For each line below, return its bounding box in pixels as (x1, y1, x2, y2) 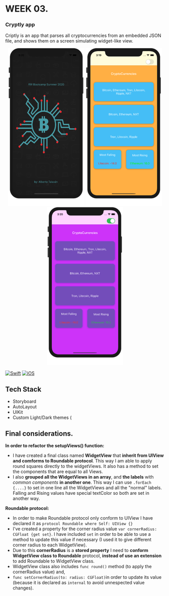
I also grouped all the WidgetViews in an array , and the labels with (12, 474, 154, 480)
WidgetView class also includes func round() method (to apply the (12, 564, 152, 570)
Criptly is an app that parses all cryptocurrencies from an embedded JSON (5, 32, 161, 38)
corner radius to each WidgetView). (12, 542, 87, 548)
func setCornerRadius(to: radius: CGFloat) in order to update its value (12, 574, 162, 580)
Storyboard (12, 398, 36, 405)
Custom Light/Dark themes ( (12, 414, 72, 420)
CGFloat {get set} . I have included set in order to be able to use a (12, 531, 151, 537)
